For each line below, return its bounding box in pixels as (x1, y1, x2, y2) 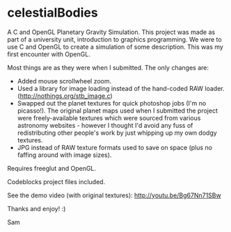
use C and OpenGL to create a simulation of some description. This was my (7, 42, 224, 51)
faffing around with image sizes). (17, 151, 112, 159)
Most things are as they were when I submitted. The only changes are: (7, 63, 209, 72)
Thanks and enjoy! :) (7, 204, 66, 213)
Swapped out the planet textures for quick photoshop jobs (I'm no (17, 99, 207, 107)
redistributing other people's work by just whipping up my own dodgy (17, 129, 217, 137)
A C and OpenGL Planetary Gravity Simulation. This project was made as (7, 28, 216, 36)
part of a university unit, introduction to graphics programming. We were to (7, 35, 222, 43)
